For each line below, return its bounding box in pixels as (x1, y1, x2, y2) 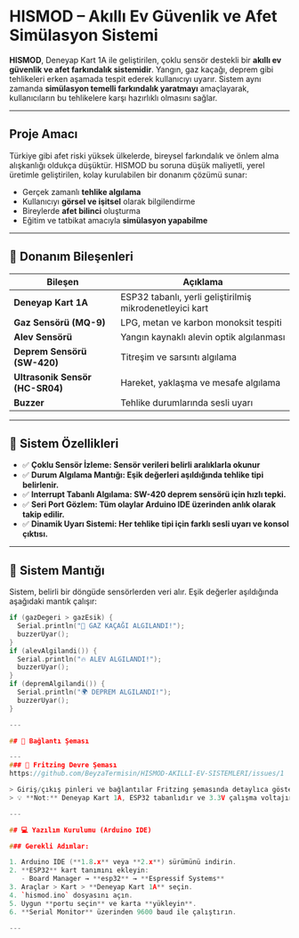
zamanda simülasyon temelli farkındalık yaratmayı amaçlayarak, (9, 83, 249, 94)
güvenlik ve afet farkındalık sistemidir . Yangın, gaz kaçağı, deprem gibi (9, 64, 274, 75)
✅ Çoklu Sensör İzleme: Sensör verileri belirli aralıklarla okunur (21, 460, 261, 470)
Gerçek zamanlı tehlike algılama (21, 186, 141, 197)
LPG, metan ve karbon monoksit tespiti (119, 316, 282, 329)
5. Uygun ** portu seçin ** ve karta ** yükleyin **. (9, 899, 198, 908)
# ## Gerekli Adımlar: (9, 842, 90, 851)
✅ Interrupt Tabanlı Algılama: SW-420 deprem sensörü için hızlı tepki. (21, 489, 287, 500)
